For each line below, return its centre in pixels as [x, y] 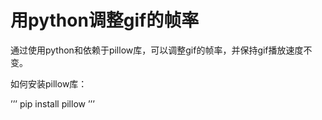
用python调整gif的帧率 [105, 20]
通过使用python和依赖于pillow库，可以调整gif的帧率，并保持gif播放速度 [157, 50]
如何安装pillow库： [49, 83]
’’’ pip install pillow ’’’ [52, 103]
